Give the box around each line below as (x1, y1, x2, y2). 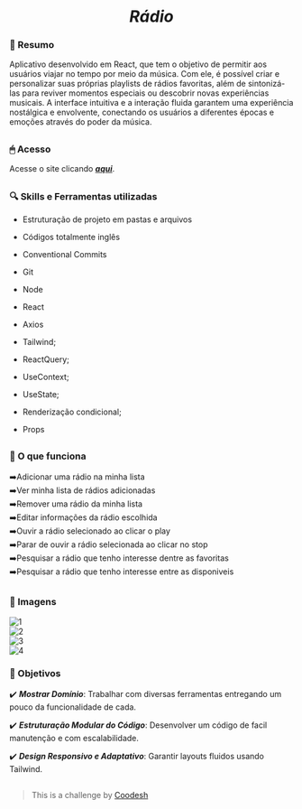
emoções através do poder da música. (9, 116, 152, 127)
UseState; (22, 389, 60, 400)
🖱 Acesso (9, 143, 51, 155)
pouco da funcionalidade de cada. (9, 702, 137, 712)
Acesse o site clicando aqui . (9, 163, 115, 174)
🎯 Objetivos (9, 667, 61, 680)
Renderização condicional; (22, 406, 122, 417)
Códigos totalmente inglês (22, 232, 120, 243)
